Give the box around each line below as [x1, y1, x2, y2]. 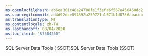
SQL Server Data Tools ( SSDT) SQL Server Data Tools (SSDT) [5, 45, 135, 51]
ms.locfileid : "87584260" [5, 31, 60, 36]
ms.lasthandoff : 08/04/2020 [5, 26, 66, 32]
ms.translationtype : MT [5, 17, 56, 22]
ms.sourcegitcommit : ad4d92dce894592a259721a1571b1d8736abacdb [5, 12, 143, 17]
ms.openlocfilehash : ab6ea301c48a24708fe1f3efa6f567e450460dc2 [5, 7, 143, 13]
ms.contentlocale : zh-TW [5, 21, 58, 27]
